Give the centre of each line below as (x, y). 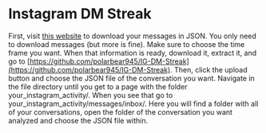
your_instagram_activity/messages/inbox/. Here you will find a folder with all (133, 104)
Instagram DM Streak (80, 14)
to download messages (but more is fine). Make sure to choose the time (127, 44)
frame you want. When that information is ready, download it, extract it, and (133, 53)
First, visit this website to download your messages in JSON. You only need (133, 36)
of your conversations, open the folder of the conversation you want (121, 111)
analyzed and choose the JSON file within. (78, 120)
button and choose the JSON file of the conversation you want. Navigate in (132, 78)
